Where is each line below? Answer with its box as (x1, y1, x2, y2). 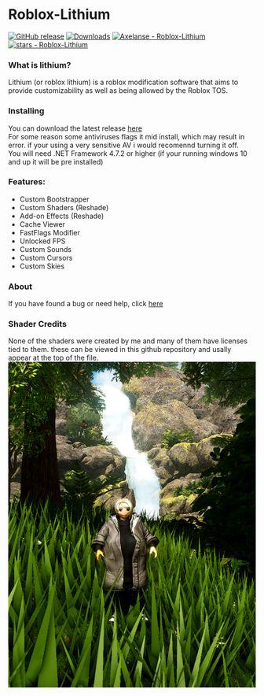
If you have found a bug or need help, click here (8, 299, 163, 309)
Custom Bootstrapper (19, 194, 90, 204)
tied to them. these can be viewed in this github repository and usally (8, 345, 232, 354)
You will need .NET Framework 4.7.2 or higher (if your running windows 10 (8, 148, 247, 158)
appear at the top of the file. (8, 353, 99, 363)
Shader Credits (8, 319, 67, 330)
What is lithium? (8, 59, 71, 70)
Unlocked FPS (19, 236, 66, 246)
